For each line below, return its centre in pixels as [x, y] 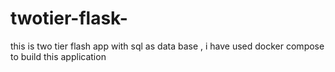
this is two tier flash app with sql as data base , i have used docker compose [167, 46]
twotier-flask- [69, 18]
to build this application [58, 56]
